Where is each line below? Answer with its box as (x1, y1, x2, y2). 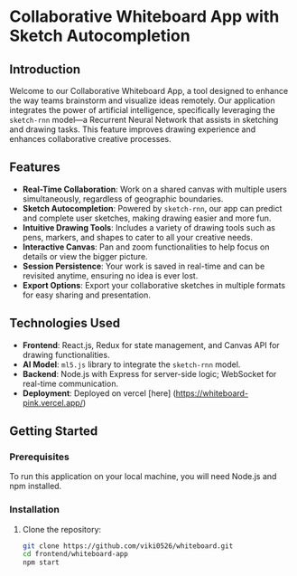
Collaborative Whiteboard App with (9, 6, 280, 27)
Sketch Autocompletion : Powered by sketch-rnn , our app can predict (22, 203, 283, 213)
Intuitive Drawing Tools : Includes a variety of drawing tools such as (22, 222, 275, 232)
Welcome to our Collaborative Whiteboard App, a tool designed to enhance (9, 86, 289, 96)
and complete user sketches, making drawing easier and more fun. (22, 212, 272, 223)
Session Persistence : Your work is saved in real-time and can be (22, 260, 265, 271)
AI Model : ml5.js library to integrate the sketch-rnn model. (22, 359, 241, 370)
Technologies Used (9, 316, 120, 331)
